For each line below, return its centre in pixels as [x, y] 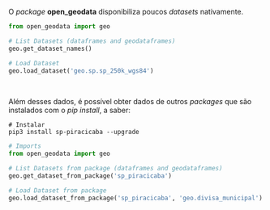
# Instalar [27, 125]
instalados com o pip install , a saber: [70, 110]
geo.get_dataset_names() [50, 48]
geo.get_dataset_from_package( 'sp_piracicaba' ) [90, 176]
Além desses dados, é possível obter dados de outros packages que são [130, 102]
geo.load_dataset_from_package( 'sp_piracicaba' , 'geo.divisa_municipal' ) [136, 198]
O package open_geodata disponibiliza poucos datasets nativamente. [126, 12]
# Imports [25, 146]
